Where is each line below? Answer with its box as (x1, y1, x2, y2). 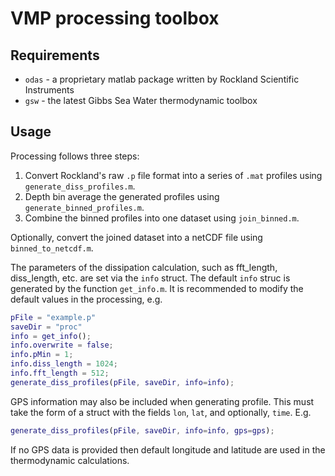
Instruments (24, 84, 75, 96)
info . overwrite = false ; (10, 340, 114, 351)
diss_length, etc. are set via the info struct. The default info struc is (10, 272, 291, 284)
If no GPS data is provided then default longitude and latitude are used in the (10, 443, 326, 456)
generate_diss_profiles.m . (24, 180, 136, 192)
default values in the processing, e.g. (10, 293, 163, 305)
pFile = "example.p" (10, 312, 97, 322)
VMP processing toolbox (10, 7, 220, 30)
